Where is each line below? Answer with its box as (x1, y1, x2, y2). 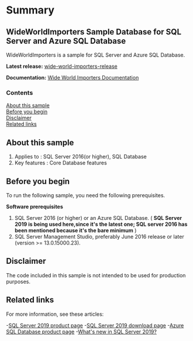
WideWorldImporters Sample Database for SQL (6, 27, 182, 37)
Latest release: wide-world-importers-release (6, 63, 118, 70)
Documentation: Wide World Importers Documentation (6, 74, 139, 81)
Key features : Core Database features (14, 159, 107, 167)
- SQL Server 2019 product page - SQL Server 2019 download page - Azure (6, 322, 184, 329)
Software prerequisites (6, 203, 63, 210)
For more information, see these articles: (6, 311, 104, 318)
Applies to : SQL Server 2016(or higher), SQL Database (14, 153, 147, 160)
